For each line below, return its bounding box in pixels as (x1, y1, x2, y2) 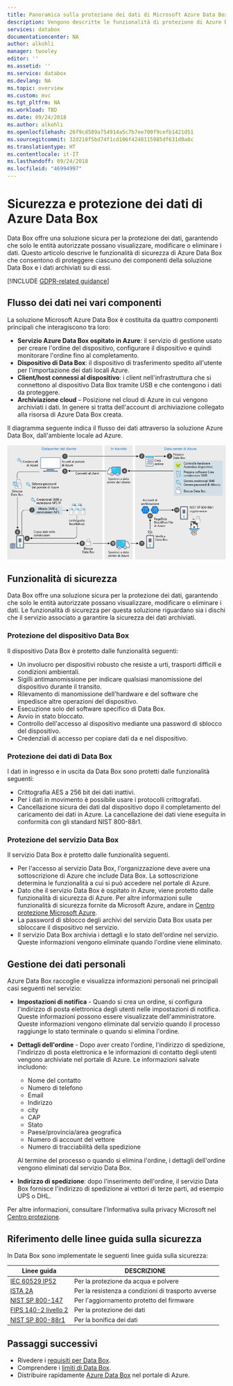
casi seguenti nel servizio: (7, 984, 82, 992)
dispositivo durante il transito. (17, 682, 102, 691)
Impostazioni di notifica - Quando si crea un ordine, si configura (17, 998, 202, 1006)
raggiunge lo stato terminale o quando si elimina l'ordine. (17, 1027, 180, 1036)
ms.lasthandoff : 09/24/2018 (7, 158, 89, 165)
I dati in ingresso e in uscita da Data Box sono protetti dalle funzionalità (7, 767, 210, 775)
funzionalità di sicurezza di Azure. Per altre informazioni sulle (17, 894, 192, 902)
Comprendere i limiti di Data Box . (17, 1363, 112, 1371)
